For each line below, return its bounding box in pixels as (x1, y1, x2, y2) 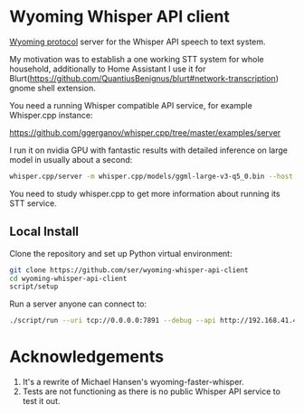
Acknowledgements (9, 346, 165, 367)
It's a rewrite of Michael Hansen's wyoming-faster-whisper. (22, 377, 244, 388)
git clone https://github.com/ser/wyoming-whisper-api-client (9, 265, 249, 275)
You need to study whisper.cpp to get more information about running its (9, 188, 280, 199)
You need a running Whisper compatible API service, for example (9, 99, 253, 110)
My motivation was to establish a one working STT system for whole (9, 53, 264, 64)
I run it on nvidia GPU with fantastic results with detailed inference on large (9, 145, 288, 155)
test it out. (22, 396, 61, 407)
